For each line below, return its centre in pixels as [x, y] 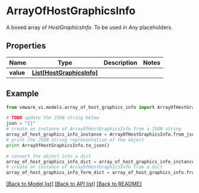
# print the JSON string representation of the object [75, 140]
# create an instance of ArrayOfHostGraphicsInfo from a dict [84, 167]
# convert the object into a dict [49, 156]
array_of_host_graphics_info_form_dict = [58, 173]
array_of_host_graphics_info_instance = [57, 134]
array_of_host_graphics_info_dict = [51, 162]
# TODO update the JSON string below [53, 118]
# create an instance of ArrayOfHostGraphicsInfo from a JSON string [94, 129]
